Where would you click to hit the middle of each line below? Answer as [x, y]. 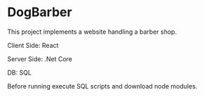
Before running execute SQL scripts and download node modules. [102, 86]
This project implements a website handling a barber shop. [92, 32]
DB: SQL [19, 72]
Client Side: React [33, 45]
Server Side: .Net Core [40, 59]
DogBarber [40, 12]
